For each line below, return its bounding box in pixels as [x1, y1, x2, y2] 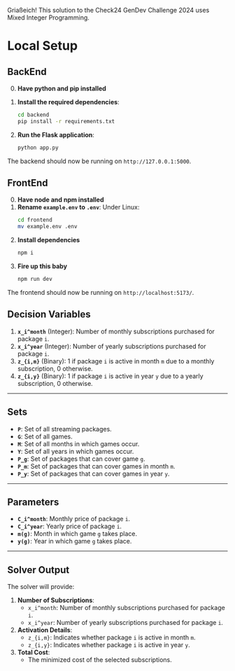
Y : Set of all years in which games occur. [17, 447, 134, 455]
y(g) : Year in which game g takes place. [17, 537, 132, 546]
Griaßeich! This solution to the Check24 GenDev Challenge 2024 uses [7, 6, 210, 14]
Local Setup [7, 38, 78, 54]
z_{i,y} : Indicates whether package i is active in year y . [27, 641, 190, 649]
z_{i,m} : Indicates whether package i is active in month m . [27, 633, 196, 642]
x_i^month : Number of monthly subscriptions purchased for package [27, 604, 225, 612]
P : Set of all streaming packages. [17, 424, 112, 433]
